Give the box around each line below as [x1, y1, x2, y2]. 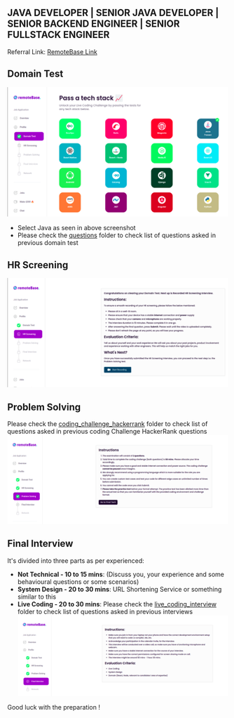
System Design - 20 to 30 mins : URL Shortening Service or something [17, 585, 222, 593]
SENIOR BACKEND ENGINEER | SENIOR [7, 18, 180, 30]
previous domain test [17, 239, 78, 247]
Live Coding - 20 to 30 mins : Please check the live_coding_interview [17, 599, 217, 608]
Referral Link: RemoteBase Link [7, 47, 98, 56]
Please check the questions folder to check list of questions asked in [17, 231, 216, 239]
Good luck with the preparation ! [7, 703, 100, 712]
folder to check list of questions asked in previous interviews [17, 607, 193, 616]
